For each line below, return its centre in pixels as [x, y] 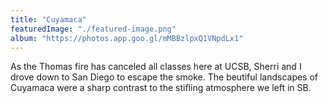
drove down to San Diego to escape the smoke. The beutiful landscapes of [164, 77]
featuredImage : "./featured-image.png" [93, 29]
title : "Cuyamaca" [48, 19]
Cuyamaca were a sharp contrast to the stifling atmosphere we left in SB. [161, 88]
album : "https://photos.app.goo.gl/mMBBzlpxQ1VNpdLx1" [127, 38]
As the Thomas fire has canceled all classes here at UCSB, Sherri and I [156, 67]
